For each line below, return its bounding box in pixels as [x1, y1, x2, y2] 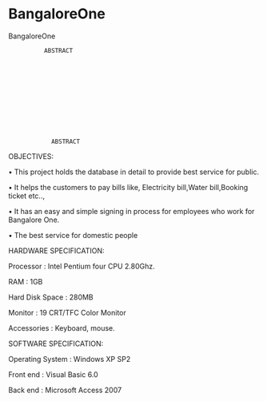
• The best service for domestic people [8, 230, 138, 240]
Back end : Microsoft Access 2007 [8, 385, 122, 395]
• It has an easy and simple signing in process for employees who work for [8, 206, 255, 216]
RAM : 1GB [8, 276, 43, 286]
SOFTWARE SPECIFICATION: [8, 339, 104, 348]
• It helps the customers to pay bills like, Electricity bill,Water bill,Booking [8, 182, 249, 192]
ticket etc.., [8, 191, 46, 200]
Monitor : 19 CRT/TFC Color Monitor [8, 308, 126, 317]
